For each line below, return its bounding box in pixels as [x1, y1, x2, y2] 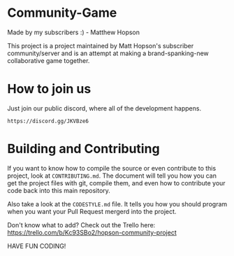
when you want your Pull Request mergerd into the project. [7, 207, 177, 215]
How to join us [7, 81, 92, 97]
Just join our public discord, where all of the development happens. [7, 104, 201, 113]
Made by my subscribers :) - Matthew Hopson [7, 28, 140, 36]
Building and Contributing [7, 141, 160, 157]
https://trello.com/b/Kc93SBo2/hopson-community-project [7, 228, 177, 236]
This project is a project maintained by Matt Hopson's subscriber [7, 41, 194, 50]
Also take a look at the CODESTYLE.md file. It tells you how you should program [7, 199, 228, 208]
